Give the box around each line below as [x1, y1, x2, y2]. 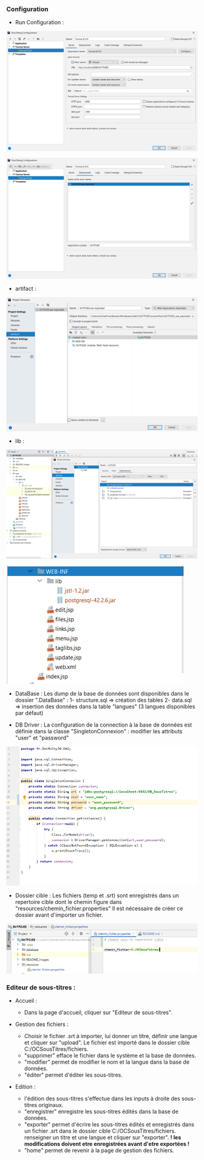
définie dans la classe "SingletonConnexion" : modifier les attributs [15, 728, 183, 735]
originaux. [38, 1101, 64, 1109]
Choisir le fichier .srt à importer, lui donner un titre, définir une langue [24, 1033, 197, 1040]
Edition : [15, 1083, 36, 1091]
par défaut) [15, 710, 44, 717]
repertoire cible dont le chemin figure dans [15, 898, 123, 905]
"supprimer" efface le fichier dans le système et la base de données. [24, 1052, 196, 1059]
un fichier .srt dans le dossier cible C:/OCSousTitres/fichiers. [24, 1127, 176, 1135]
